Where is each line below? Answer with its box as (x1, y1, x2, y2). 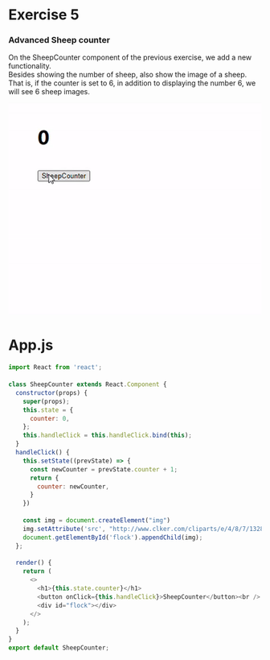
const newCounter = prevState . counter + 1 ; (29, 465, 178, 473)
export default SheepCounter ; (8, 644, 110, 652)
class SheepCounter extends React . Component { (8, 380, 167, 388)
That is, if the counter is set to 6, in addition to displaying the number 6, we (8, 78, 256, 88)
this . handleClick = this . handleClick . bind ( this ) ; (22, 431, 193, 440)
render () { (15, 558, 52, 567)
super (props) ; (22, 397, 70, 405)
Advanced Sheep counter (8, 35, 111, 46)
